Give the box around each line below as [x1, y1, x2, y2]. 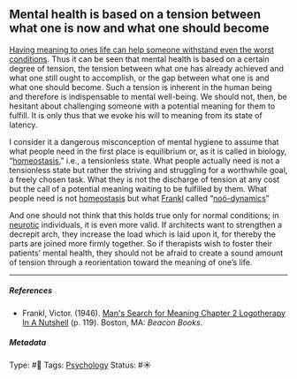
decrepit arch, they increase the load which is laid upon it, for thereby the [9, 229, 277, 239]
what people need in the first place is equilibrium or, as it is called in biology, [9, 146, 287, 156]
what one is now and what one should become [9, 21, 270, 36]
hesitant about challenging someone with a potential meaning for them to [9, 101, 276, 111]
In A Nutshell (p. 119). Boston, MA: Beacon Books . [21, 317, 203, 328]
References [9, 285, 53, 296]
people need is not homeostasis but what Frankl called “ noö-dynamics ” [9, 193, 270, 203]
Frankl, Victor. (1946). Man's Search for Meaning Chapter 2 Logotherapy [21, 307, 286, 318]
